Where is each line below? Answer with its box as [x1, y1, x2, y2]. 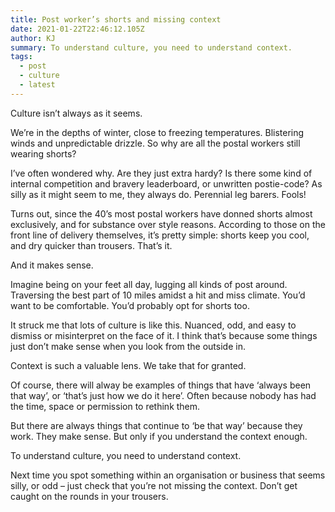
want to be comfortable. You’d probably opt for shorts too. [10, 299, 250, 311]
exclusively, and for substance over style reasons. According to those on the [10, 218, 326, 230]
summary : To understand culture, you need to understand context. [10, 42, 293, 53]
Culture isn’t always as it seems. [10, 107, 143, 119]
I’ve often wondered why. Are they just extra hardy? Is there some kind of [10, 167, 313, 179]
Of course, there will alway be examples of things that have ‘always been [10, 379, 312, 391]
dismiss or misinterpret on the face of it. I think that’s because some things [10, 329, 318, 341]
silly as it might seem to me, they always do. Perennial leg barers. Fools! [10, 188, 307, 200]
